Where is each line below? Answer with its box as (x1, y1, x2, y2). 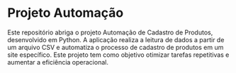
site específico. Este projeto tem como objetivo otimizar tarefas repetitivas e (7, 51, 230, 59)
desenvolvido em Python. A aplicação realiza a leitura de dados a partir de (7, 35, 225, 44)
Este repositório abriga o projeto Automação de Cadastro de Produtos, (7, 28, 213, 36)
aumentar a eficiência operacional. (7, 58, 108, 66)
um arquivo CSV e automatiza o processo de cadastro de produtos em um (7, 43, 224, 51)
